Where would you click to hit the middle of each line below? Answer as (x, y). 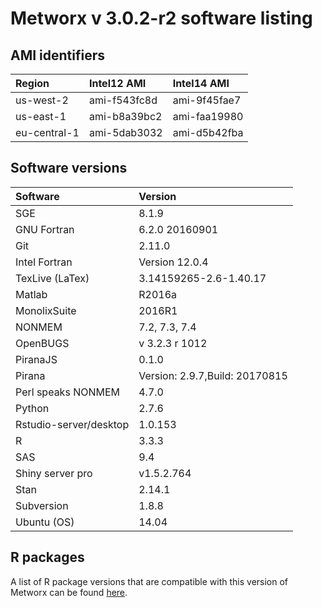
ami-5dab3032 (125, 132)
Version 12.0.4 (173, 262)
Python (32, 408)
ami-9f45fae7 (207, 100)
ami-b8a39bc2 (125, 116)
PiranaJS (36, 359)
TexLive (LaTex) (52, 278)
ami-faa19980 (208, 116)
